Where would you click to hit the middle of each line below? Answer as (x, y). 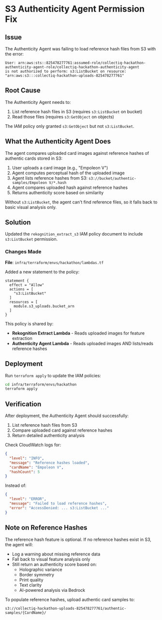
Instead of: (16, 486)
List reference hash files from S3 (44, 425)
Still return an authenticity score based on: (54, 564)
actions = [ (22, 289)
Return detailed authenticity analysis (48, 436)
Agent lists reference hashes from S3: (50, 178)
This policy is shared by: (29, 323)
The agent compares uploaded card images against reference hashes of (77, 153)
